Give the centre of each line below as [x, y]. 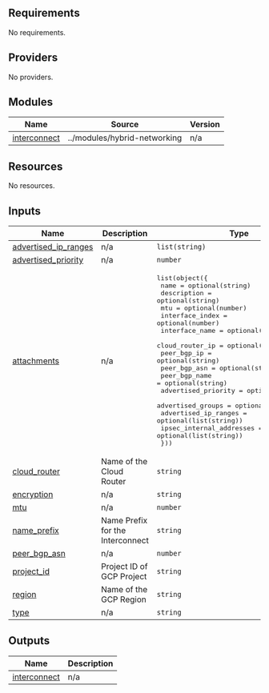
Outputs [29, 641]
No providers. [31, 77]
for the [114, 531]
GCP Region [124, 599]
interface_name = [192, 331]
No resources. [32, 186]
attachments [36, 361]
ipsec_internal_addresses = [211, 429]
